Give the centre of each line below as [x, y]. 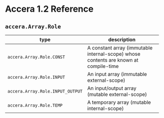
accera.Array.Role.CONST [36, 57]
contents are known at [113, 60]
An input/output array [112, 88]
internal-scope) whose [114, 54]
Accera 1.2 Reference [49, 9]
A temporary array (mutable [119, 102]
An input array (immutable [117, 74]
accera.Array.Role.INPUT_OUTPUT [45, 91]
